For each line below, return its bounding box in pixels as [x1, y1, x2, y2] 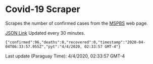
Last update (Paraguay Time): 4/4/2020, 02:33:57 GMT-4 [5, 53, 125, 59]
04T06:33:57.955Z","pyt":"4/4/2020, [5, 44, 82, 49]
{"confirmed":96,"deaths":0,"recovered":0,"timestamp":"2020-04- [5, 39, 145, 45]
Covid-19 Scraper [5, 4, 81, 15]
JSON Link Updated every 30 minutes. [5, 30, 85, 36]
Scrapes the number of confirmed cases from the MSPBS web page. [5, 20, 148, 26]
